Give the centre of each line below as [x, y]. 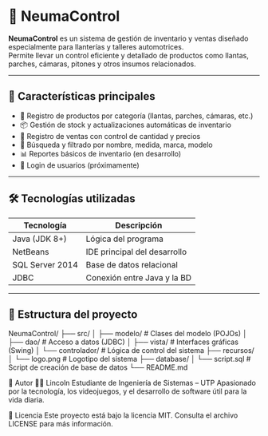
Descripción [139, 225]
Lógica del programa [124, 239]
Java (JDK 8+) [40, 239]
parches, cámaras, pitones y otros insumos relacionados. [102, 64]
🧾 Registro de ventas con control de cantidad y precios [110, 136]
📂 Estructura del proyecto [73, 314]
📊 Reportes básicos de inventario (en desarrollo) [100, 153]
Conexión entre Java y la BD [139, 277]
